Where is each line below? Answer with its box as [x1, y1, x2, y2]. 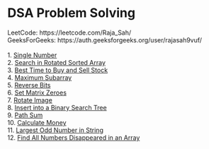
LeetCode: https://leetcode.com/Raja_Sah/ [7, 28, 132, 37]
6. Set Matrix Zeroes [7, 88, 67, 97]
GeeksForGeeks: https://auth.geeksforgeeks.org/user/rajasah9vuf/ [7, 35, 203, 44]
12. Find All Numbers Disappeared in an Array [7, 133, 140, 142]
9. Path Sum [7, 111, 43, 119]
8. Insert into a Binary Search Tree [7, 103, 108, 112]
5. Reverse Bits [7, 81, 51, 89]
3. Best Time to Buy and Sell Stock [7, 66, 108, 74]
